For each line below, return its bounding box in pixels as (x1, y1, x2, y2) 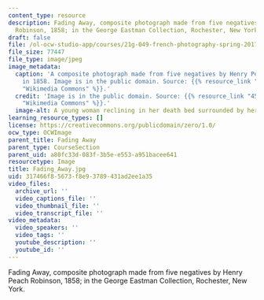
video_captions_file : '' (15, 194, 97, 202)
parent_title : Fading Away (8, 135, 97, 144)
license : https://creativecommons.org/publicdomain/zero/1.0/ (8, 121, 216, 129)
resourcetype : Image (8, 158, 76, 166)
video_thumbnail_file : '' (15, 202, 101, 209)
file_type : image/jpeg (8, 56, 82, 64)
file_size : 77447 (8, 48, 65, 56)
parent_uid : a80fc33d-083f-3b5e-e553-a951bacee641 (8, 150, 178, 158)
